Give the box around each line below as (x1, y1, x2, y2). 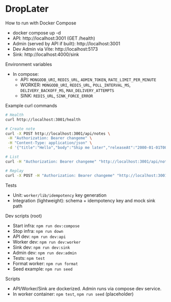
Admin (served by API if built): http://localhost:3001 (12, 40, 121, 46)
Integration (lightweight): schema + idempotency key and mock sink (12, 197, 156, 203)
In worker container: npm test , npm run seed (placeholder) (12, 291, 134, 297)
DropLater (5, 3, 49, 15)
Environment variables (5, 61, 52, 67)
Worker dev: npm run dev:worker (12, 238, 81, 245)
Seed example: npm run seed (12, 265, 73, 272)
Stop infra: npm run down (12, 228, 64, 234)
